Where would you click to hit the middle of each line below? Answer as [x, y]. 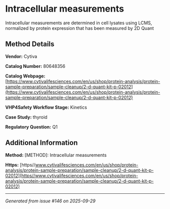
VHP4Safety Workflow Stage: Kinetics [46, 107]
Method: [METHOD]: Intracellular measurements [56, 155]
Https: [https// [20, 164]
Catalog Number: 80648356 [35, 66]
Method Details [30, 44]
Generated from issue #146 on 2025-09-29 [50, 201]
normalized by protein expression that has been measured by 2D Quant [80, 28]
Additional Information [41, 143]
